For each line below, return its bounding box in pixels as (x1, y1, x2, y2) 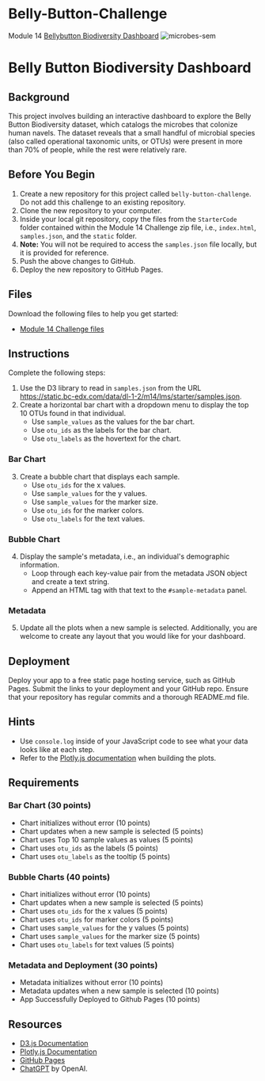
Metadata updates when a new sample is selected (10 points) (19, 986, 220, 995)
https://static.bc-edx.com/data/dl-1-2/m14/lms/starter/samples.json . (19, 392, 242, 401)
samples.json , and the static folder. (19, 231, 137, 240)
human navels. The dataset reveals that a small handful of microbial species (8, 128, 256, 137)
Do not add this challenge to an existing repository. (19, 197, 186, 207)
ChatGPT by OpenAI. (19, 1064, 89, 1073)
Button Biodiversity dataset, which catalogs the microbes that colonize (8, 120, 238, 129)
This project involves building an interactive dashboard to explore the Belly (8, 111, 252, 120)
